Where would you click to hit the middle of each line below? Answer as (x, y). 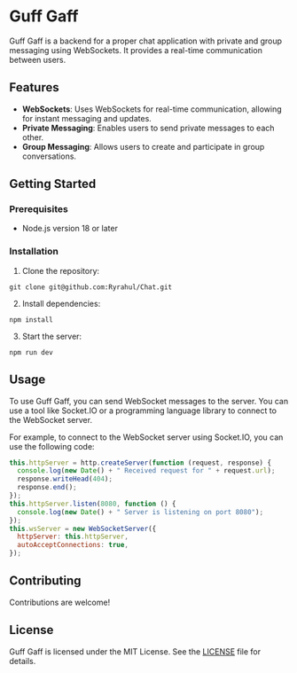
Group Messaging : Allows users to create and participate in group (143, 146)
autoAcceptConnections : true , (73, 545)
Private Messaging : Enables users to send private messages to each (148, 128)
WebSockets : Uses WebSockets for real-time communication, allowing (152, 109)
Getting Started (53, 184)
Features (34, 87)
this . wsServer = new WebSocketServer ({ (83, 528)
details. (23, 661)
